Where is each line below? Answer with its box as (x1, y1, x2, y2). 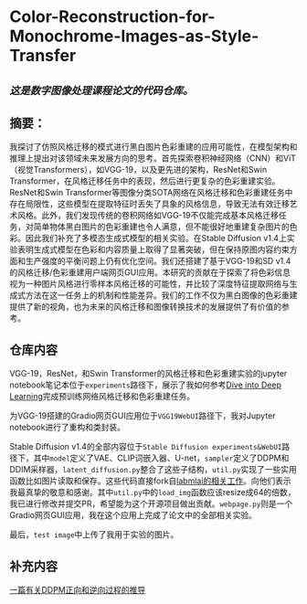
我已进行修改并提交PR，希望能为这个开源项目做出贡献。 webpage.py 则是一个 (9, 498, 293, 509)
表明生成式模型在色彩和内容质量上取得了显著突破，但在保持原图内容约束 (16, 244, 290, 255)
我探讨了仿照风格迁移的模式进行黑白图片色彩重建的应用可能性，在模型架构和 (9, 142, 298, 153)
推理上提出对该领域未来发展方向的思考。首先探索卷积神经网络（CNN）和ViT (9, 153, 297, 164)
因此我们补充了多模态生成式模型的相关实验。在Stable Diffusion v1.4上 (25, 233, 288, 244)
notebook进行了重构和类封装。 (9, 422, 126, 433)
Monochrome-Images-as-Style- (9, 26, 259, 47)
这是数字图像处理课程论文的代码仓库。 (9, 84, 194, 97)
